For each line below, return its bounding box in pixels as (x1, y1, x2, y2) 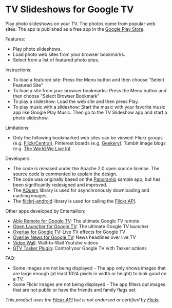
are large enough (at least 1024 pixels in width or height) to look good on (12, 270, 167, 276)
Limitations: (5, 125, 30, 131)
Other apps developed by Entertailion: (5, 208, 86, 214)
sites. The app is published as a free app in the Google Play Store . (5, 26, 145, 32)
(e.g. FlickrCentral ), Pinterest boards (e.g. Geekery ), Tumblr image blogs (12, 140, 166, 146)
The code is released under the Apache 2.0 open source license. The (12, 165, 160, 171)
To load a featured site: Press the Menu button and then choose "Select (12, 76, 164, 83)
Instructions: (5, 67, 32, 73)
